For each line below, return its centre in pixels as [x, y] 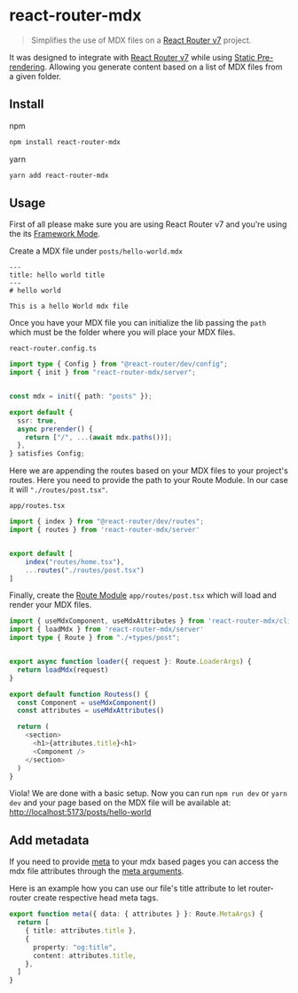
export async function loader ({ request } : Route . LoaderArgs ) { [130, 662]
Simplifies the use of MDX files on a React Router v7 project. [141, 40]
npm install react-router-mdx [65, 142]
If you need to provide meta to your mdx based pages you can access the [144, 862]
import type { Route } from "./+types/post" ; [94, 638]
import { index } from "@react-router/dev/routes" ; [106, 521]
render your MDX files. [51, 605]
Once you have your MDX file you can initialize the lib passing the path [138, 323]
